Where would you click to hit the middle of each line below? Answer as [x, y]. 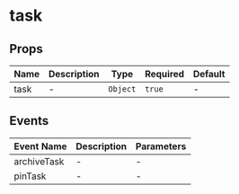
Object [122, 89]
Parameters [161, 146]
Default [209, 74]
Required [165, 74]
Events [29, 121]
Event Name [40, 146]
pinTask [30, 176]
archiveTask [39, 161]
